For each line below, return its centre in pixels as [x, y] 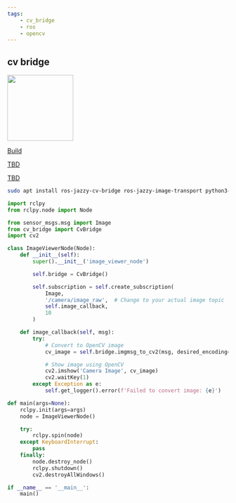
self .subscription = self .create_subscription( [103, 287]
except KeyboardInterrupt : [59, 442]
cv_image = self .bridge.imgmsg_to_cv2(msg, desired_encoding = [138, 352]
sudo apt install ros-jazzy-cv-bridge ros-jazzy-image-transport [105, 191]
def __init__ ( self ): [50, 255]
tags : [15, 14]
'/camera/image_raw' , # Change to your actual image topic [135, 300]
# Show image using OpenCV [84, 365]
